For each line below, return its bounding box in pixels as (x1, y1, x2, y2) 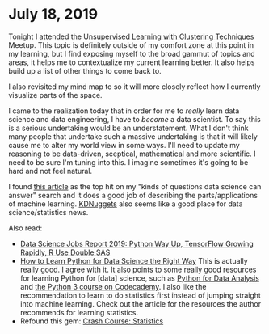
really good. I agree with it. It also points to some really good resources (19, 264, 257, 274)
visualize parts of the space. (8, 90, 103, 99)
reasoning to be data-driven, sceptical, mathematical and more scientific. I (8, 149, 256, 159)
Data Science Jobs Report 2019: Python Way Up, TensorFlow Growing (19, 239, 254, 248)
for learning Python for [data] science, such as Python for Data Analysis (19, 273, 260, 283)
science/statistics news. (8, 207, 89, 217)
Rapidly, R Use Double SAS (19, 247, 111, 257)
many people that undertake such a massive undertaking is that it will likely (8, 131, 258, 142)
